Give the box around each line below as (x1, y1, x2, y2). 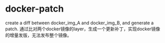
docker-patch (5, 3, 64, 15)
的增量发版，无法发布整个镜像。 (5, 32, 72, 38)
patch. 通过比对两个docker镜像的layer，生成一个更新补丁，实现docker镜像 (5, 26, 160, 32)
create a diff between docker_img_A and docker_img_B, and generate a (5, 20, 154, 26)
